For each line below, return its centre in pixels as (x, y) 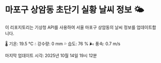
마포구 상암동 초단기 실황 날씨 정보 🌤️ (74, 10)
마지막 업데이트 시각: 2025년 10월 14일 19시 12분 (51, 55)
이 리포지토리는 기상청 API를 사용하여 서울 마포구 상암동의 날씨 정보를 (70, 27)
